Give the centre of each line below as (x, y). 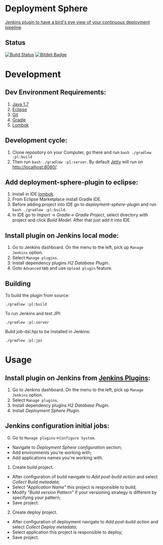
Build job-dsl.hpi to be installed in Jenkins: (48, 332)
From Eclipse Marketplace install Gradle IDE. (57, 199)
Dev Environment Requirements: (56, 92)
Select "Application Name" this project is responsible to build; (74, 487)
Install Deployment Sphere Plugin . (46, 410)
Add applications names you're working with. (58, 458)
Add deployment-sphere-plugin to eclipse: (72, 182)
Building (18, 284)
